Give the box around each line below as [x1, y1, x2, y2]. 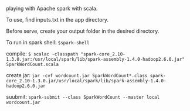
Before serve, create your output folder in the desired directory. [6, 27, 160, 34]
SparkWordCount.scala [6, 61, 59, 67]
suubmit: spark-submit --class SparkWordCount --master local [6, 93, 160, 100]
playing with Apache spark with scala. [6, 5, 98, 12]
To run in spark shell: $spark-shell [6, 39, 90, 46]
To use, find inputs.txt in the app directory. [6, 16, 109, 23]
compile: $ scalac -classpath [6, 50, 79, 57]
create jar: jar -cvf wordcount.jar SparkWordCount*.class [6, 72, 148, 78]
